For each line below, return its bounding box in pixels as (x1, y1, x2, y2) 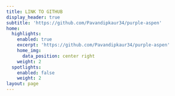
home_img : (17, 48, 42, 54)
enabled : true (17, 36, 52, 42)
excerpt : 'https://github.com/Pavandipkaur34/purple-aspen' (17, 42, 170, 48)
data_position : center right (22, 53, 95, 59)
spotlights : (11, 64, 42, 70)
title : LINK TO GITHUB (6, 8, 63, 15)
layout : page (6, 81, 39, 87)
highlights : (11, 31, 42, 37)
